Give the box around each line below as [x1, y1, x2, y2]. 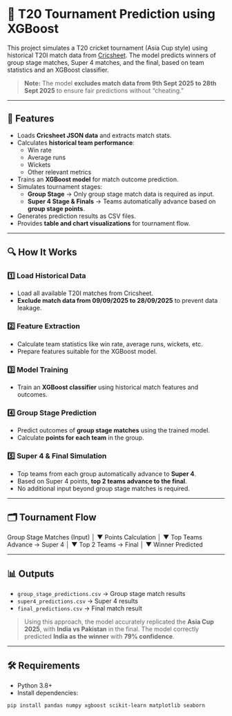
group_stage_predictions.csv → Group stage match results [17, 590, 186, 598]
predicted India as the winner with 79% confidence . [23, 633, 175, 641]
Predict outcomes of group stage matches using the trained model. [17, 426, 211, 435]
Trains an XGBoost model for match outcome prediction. [17, 175, 179, 183]
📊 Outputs [7, 568, 55, 579]
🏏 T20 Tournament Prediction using [7, 6, 215, 22]
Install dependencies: [17, 689, 79, 697]
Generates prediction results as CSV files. [17, 212, 136, 220]
